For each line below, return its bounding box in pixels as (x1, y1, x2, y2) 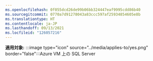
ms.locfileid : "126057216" (5, 30, 62, 35)
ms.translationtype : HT (5, 16, 55, 21)
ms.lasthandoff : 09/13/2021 (5, 26, 64, 31)
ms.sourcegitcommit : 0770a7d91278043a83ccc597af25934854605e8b (5, 12, 141, 17)
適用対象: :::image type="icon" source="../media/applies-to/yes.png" (5, 45, 148, 50)
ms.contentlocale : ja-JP (5, 21, 57, 26)
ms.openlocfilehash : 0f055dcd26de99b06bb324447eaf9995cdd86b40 (5, 7, 141, 12)
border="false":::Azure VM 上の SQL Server (5, 51, 96, 57)
